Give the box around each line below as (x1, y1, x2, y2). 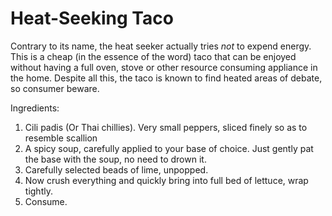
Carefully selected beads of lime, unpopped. (24, 163, 209, 176)
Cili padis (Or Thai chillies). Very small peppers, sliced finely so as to (24, 121, 308, 133)
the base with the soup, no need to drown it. (24, 153, 207, 165)
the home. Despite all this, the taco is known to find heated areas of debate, (10, 72, 323, 84)
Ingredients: (10, 102, 60, 114)
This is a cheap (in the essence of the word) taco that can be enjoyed (10, 50, 297, 62)
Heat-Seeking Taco (10, 7, 174, 30)
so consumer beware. (10, 82, 100, 94)
